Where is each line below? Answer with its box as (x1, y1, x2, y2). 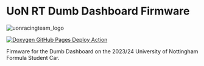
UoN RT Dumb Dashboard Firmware (6, 4, 190, 18)
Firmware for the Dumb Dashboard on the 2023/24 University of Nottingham (6, 47, 199, 55)
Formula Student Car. (6, 54, 60, 61)
